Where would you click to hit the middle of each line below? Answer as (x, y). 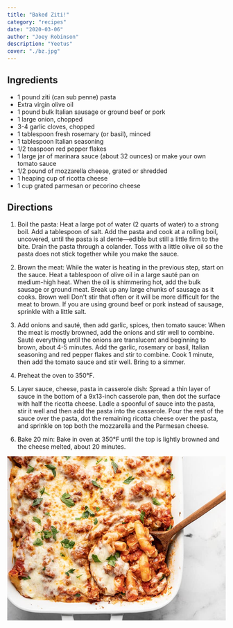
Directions (30, 207)
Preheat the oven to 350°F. (56, 375)
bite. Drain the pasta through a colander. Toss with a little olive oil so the (120, 246)
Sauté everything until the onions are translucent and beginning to (112, 340)
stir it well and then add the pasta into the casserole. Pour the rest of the (120, 411)
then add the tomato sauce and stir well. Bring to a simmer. (101, 362)
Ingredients (33, 80)
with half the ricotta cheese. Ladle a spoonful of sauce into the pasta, (116, 404)
